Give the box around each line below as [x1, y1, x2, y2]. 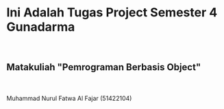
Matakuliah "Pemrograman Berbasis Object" [6, 61, 201, 73]
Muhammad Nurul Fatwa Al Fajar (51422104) [6, 94, 132, 102]
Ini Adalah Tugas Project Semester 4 [6, 5, 218, 20]
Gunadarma [6, 19, 75, 35]
